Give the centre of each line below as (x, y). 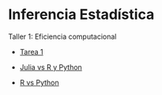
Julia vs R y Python (51, 67)
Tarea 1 (31, 51)
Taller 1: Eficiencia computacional (62, 36)
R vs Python (39, 82)
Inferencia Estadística (81, 15)
